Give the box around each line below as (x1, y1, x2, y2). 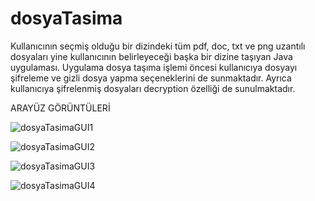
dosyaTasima (10, 7, 123, 30)
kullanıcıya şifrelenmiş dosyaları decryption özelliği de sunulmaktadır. (10, 82, 296, 94)
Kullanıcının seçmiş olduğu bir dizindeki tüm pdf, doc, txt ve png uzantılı (10, 40, 306, 52)
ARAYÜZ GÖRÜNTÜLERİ (10, 102, 111, 114)
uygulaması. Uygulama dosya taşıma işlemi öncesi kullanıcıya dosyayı (10, 61, 298, 73)
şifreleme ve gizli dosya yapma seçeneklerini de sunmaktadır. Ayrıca (10, 72, 292, 84)
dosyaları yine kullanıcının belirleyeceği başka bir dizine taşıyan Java (10, 50, 293, 62)
